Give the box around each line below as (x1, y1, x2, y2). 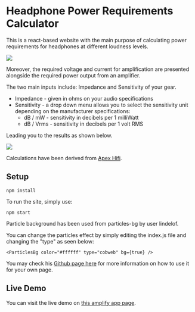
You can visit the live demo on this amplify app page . (6, 299, 136, 306)
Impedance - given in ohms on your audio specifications (14, 95, 154, 102)
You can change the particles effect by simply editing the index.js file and (6, 231, 187, 239)
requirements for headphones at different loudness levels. (6, 43, 149, 50)
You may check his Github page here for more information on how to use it (6, 260, 190, 267)
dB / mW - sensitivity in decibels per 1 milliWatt (23, 114, 139, 121)
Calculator (6, 17, 59, 30)
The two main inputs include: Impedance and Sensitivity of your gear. (6, 83, 177, 91)
